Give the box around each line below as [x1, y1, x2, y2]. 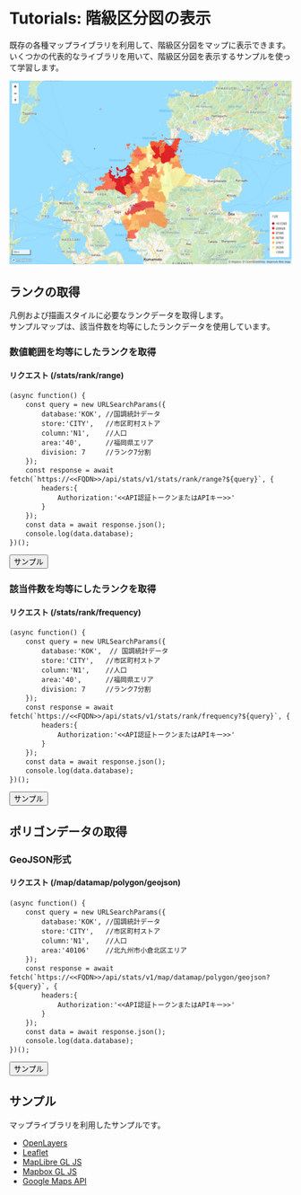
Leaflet [21, 1146, 49, 1157]
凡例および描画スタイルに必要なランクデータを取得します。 [9, 310, 228, 321]
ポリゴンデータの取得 [9, 824, 127, 839]
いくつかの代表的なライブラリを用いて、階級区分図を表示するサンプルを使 [9, 50, 284, 61]
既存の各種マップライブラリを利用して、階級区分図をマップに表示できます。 [9, 40, 291, 50]
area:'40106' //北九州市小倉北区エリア [41, 945, 187, 955]
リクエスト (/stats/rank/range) [9, 369, 125, 380]
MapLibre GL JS [21, 1156, 82, 1167]
